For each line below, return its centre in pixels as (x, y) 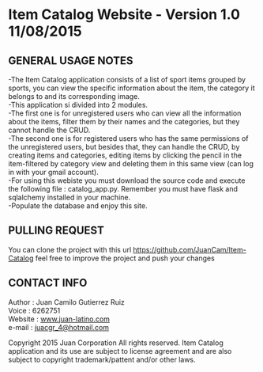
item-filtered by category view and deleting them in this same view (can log (131, 163)
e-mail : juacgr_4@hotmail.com (58, 327)
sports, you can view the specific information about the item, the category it (131, 88)
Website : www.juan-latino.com (59, 319)
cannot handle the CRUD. (49, 130)
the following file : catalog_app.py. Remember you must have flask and (123, 189)
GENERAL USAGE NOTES (71, 61)
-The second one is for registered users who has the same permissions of (128, 139)
